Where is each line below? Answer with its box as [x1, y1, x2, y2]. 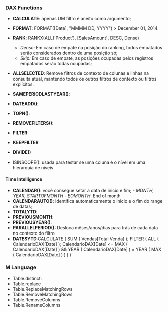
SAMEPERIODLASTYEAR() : [12, 91, 70, 97]
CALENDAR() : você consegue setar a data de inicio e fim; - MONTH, [12, 187, 154, 193]
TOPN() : [12, 110, 30, 117]
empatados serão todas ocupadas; [20, 61, 92, 67]
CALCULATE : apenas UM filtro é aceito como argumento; [12, 16, 131, 22]
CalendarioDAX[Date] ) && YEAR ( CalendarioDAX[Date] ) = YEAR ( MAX [12, 246, 162, 252]
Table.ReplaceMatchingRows [12, 286, 73, 292]
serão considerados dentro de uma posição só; [20, 50, 118, 56]
